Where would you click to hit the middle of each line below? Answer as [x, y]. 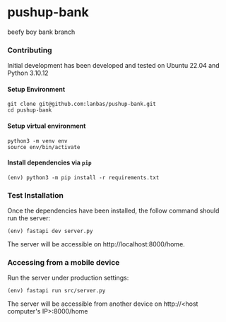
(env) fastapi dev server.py [50, 231]
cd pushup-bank [30, 110]
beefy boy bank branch [41, 32]
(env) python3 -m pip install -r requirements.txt [83, 177]
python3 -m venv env [38, 141]
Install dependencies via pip [49, 162]
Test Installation [35, 195]
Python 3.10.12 [28, 73]
